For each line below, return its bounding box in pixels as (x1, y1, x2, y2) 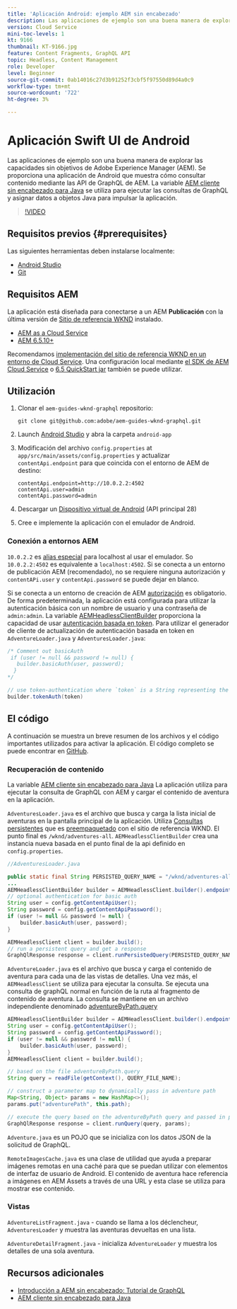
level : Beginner (7, 69, 55, 76)
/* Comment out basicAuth (7, 647, 83, 655)
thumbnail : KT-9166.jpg (7, 43, 78, 50)
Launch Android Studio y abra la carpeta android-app (17, 430, 172, 439)
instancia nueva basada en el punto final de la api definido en (7, 839, 186, 847)
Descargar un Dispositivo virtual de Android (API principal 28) (17, 505, 197, 513)
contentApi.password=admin (17, 493, 97, 500)
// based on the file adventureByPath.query (7, 1068, 140, 1075)
